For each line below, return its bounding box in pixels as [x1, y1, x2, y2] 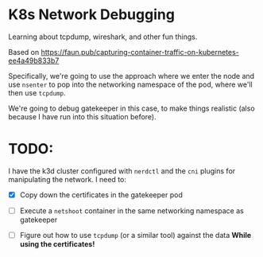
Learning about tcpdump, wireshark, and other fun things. [8, 32, 198, 41]
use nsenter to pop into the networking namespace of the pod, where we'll [8, 80, 253, 89]
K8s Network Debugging [8, 6, 175, 24]
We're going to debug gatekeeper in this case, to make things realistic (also [8, 103, 256, 113]
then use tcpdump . [8, 88, 66, 97]
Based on [8, 47, 40, 56]
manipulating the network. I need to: [8, 174, 127, 184]
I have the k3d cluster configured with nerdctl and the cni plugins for [8, 165, 236, 176]
